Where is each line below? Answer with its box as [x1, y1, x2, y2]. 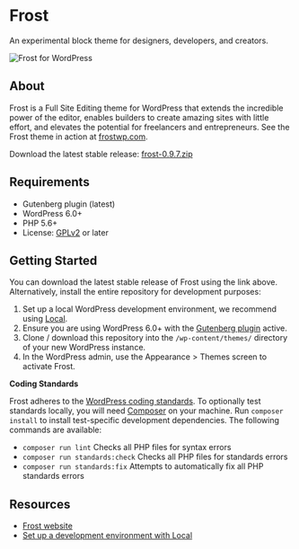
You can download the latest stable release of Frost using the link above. [9, 277, 278, 288]
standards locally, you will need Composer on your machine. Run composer [9, 405, 284, 416]
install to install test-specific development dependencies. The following [9, 415, 280, 426]
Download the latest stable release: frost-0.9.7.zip [9, 148, 193, 159]
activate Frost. [22, 361, 76, 372]
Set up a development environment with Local [22, 530, 193, 541]
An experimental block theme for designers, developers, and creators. [9, 35, 269, 46]
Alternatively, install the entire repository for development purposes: [9, 287, 262, 297]
